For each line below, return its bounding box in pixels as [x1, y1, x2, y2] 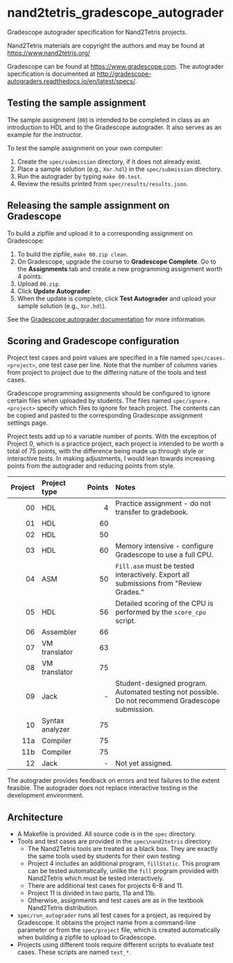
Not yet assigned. [115, 759, 173, 768]
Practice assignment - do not [115, 499, 212, 508]
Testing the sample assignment [7, 97, 146, 109]
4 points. [17, 272, 43, 280]
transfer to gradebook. [115, 508, 189, 517]
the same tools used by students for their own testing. [27, 852, 182, 860]
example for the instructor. [7, 130, 83, 138]
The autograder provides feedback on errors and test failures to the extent [7, 777, 220, 785]
